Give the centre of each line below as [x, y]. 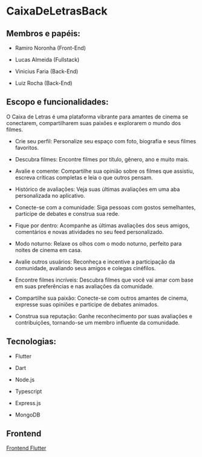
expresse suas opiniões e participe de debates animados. [87, 304]
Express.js [28, 403]
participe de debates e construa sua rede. [67, 213]
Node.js [25, 380]
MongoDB [28, 415]
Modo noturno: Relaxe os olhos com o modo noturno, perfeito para [98, 244]
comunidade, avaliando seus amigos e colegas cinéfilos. [85, 268]
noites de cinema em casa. [48, 250]
